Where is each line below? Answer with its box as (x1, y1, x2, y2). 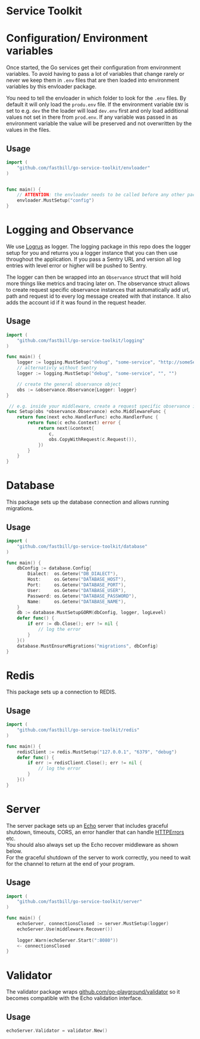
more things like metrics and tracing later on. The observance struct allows (6, 280, 190, 287)
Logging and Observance (6, 223, 134, 237)
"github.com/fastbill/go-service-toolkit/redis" (17, 727, 140, 733)
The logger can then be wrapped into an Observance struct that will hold (6, 273, 182, 280)
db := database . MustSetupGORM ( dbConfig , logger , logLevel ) (17, 610, 167, 616)
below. (6, 847, 23, 855)
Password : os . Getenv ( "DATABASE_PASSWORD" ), (27, 593, 137, 599)
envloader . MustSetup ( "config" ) (17, 198, 95, 204)
